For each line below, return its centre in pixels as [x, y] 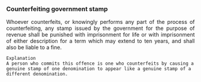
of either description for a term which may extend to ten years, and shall [100, 41]
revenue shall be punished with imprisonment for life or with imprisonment [100, 35]
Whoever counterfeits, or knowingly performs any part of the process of [100, 22]
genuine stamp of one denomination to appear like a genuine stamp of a [99, 69]
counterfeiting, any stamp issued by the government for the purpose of [100, 28]
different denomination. [37, 74]
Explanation [21, 59]
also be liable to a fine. [34, 47]
